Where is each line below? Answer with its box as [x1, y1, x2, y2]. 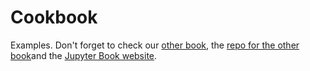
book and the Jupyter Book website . [10, 49, 158, 61]
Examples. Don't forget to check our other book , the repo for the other [10, 39, 300, 51]
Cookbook [10, 6, 98, 29]
